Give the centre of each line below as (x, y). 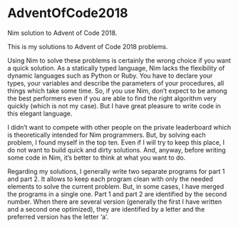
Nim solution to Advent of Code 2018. (62, 33)
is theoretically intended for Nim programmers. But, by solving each (107, 135)
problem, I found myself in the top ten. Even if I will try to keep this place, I (116, 142)
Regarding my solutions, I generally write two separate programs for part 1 (117, 171)
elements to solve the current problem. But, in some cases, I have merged (116, 186)
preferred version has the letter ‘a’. (58, 217)
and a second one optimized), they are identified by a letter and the (106, 209)
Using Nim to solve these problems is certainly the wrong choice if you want (119, 60)
